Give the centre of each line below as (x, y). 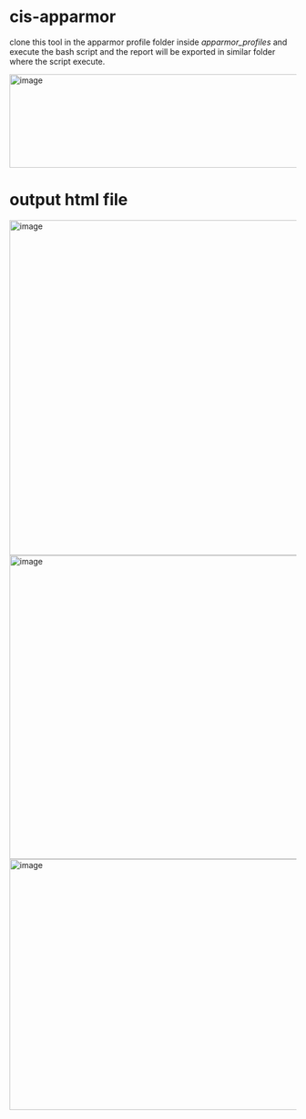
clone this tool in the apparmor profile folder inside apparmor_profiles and (148, 42)
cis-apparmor (63, 17)
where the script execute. (57, 61)
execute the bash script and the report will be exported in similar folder (143, 51)
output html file (69, 200)
